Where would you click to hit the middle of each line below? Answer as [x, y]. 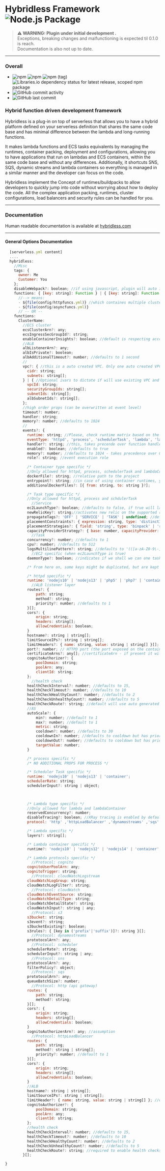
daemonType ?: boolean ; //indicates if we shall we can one [89, 558]
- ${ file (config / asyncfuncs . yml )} [54, 307]
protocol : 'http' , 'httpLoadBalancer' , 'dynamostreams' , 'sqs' [93, 822]
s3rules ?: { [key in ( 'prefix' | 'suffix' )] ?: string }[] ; [86, 931]
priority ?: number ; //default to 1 [72, 1054]
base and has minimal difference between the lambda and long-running [77, 132]
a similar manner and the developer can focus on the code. [65, 173]
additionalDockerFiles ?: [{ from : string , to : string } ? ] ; [89, 485]
